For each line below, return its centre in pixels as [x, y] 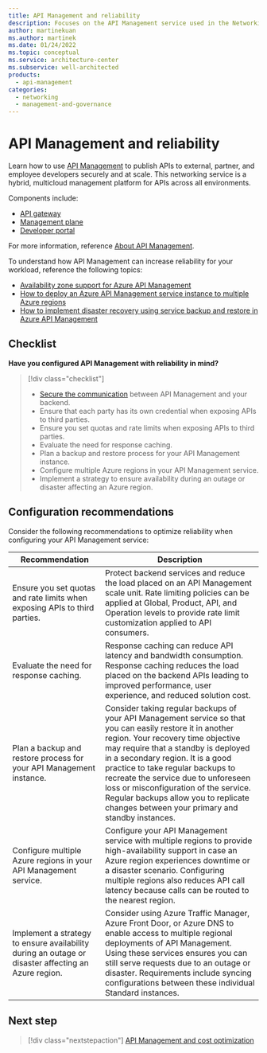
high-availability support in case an [171, 850]
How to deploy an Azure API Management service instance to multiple [134, 294]
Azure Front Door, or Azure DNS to [169, 922]
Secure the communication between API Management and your [143, 394]
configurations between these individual [180, 982]
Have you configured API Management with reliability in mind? [114, 363]
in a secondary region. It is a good [168, 758]
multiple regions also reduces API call [174, 880]
